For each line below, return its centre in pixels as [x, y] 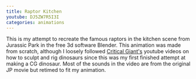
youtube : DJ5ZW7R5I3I [33, 17]
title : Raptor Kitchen [34, 11]
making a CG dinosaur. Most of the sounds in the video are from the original [98, 64]
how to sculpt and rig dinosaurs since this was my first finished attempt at [96, 58]
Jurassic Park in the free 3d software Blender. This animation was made [94, 45]
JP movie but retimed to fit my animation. [56, 70]
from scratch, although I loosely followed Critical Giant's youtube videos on [98, 51]
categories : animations [35, 22]
